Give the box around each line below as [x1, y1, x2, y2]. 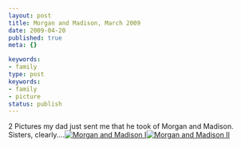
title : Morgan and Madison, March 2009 [8, 19, 141, 27]
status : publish [8, 100, 62, 108]
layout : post [8, 11, 52, 20]
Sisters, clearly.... [8, 130, 65, 140]
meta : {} [8, 41, 38, 49]
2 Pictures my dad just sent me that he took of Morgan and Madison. [8, 122, 234, 131]
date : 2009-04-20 [8, 26, 66, 34]
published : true [8, 33, 62, 42]
